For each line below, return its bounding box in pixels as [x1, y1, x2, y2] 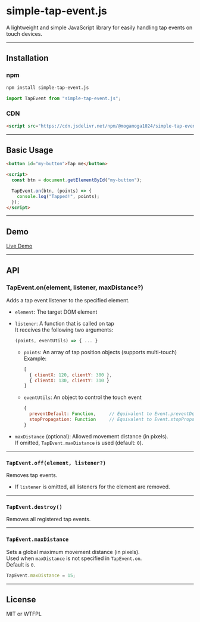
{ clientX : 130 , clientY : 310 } [29, 377, 110, 383]
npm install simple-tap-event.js [6, 85, 89, 91]
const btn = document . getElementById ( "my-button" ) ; [11, 177, 143, 183]
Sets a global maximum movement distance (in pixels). [6, 548, 140, 555]
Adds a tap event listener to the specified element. [6, 296, 130, 304]
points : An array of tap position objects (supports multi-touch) [23, 348, 177, 355]
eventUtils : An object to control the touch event [23, 394, 142, 401]
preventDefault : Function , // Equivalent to [29, 411, 152, 417]
